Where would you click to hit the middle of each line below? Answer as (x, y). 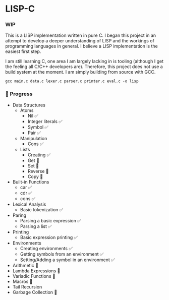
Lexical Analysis (29, 204)
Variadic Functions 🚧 (34, 276)
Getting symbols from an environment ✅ (62, 254)
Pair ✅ (34, 133)
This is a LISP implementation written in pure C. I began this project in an (81, 35)
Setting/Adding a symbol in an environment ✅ (67, 260)
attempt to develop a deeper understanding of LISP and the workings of (80, 41)
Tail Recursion (27, 287)
